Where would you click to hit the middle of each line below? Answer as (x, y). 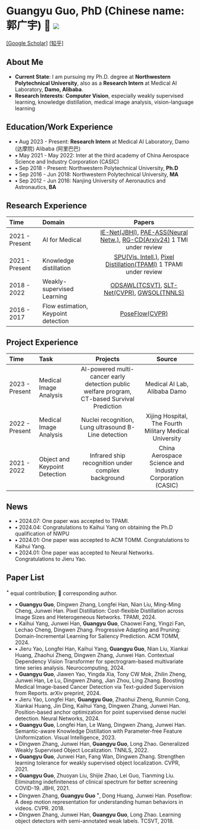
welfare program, (108, 392)
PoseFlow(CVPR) (144, 314)
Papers (144, 222)
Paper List (25, 577)
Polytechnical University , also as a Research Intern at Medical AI (96, 83)
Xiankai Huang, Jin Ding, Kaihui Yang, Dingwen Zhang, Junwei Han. (98, 706)
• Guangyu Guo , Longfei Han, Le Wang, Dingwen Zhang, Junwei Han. (100, 725)
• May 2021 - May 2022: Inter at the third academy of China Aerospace (102, 155)
